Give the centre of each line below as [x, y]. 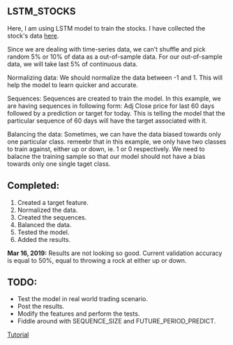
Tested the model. [43, 232]
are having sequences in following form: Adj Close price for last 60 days [111, 106]
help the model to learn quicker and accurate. [73, 85]
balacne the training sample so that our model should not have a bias [106, 156]
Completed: [33, 186]
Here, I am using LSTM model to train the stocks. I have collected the [106, 28]
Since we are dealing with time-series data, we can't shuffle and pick [106, 49]
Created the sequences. [52, 217]
